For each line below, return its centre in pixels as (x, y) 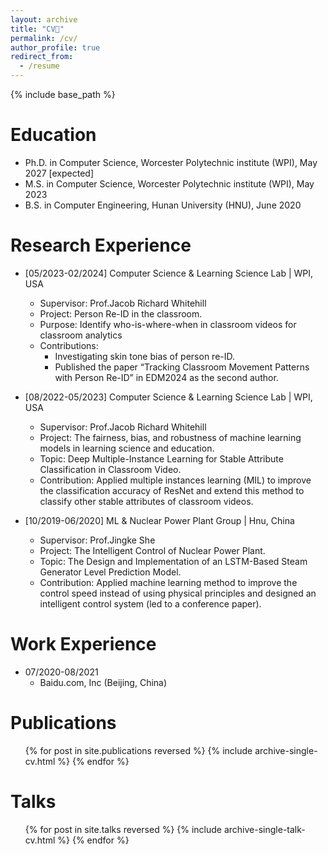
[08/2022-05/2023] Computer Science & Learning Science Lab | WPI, (168, 397)
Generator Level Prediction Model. (110, 572)
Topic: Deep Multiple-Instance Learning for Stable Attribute (161, 458)
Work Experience (83, 644)
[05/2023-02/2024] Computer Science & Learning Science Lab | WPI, (169, 273)
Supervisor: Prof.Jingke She (97, 540)
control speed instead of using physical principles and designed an (178, 593)
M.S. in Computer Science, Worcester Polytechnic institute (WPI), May (169, 183)
